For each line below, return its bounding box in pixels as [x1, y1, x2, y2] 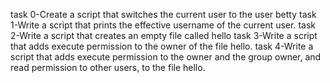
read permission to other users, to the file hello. [10, 62, 206, 73]
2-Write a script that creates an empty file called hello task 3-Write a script [10, 30, 318, 41]
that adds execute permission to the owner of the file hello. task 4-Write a [10, 40, 314, 52]
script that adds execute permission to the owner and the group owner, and [10, 51, 322, 63]
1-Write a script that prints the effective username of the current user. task [10, 19, 316, 31]
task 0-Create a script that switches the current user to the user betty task [10, 9, 317, 20]
